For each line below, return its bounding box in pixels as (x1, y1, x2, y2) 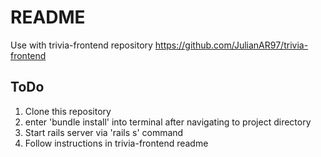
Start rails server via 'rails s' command (24, 126, 184, 138)
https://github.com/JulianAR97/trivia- (154, 39, 309, 51)
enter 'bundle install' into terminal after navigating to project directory (24, 116, 312, 128)
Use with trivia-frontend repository (10, 39, 153, 51)
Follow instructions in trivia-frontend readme (24, 137, 209, 149)
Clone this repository (24, 105, 112, 117)
